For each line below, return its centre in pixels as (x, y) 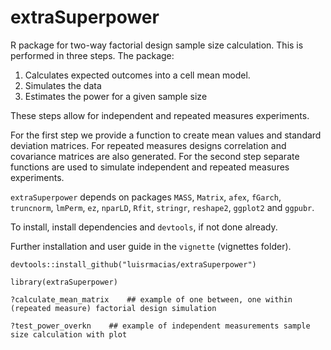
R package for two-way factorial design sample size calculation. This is (157, 45)
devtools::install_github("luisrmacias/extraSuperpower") (133, 264)
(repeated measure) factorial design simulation (113, 308)
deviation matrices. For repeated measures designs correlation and (148, 145)
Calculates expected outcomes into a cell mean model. (137, 75)
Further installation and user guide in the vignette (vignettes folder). (151, 246)
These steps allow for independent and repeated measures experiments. (160, 115)
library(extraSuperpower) (64, 282)
